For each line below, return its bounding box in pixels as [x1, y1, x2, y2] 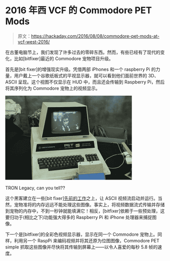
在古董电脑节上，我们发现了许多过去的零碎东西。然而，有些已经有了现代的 [5, 49, 160, 55]
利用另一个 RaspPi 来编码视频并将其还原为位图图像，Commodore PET [14, 237, 160, 243]
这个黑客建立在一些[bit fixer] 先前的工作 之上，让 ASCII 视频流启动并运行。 [5, 195, 158, 201]
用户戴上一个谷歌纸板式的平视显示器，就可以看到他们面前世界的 [14, 72, 147, 78]
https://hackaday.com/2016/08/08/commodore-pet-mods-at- [31, 33, 160, 39]
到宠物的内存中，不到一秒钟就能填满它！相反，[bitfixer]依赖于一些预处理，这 [5, 208, 165, 214]
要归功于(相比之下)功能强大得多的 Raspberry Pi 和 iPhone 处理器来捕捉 [5, 214, 153, 220]
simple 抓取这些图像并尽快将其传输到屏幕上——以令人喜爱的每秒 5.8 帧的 [5, 244, 158, 250]
